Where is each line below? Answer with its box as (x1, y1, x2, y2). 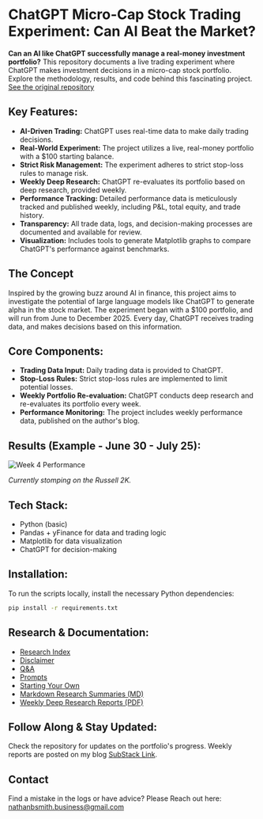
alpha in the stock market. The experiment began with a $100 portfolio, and (8, 305, 253, 314)
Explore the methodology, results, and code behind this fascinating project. (8, 74, 253, 83)
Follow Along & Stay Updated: (8, 720, 158, 733)
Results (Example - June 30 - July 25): (8, 439, 201, 452)
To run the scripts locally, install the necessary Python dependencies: (8, 589, 235, 598)
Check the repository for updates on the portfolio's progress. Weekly (8, 741, 232, 751)
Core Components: (8, 345, 104, 358)
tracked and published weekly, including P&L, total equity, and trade (19, 202, 241, 211)
